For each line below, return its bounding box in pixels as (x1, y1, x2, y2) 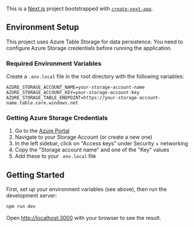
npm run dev (6, 204, 36, 210)
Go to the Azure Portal (14, 128, 70, 135)
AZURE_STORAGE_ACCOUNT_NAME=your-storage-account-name (6, 85, 145, 91)
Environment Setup (6, 22, 79, 32)
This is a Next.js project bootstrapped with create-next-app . (6, 5, 154, 12)
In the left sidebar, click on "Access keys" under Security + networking (14, 140, 189, 147)
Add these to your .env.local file (14, 153, 96, 160)
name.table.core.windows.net (6, 100, 79, 106)
